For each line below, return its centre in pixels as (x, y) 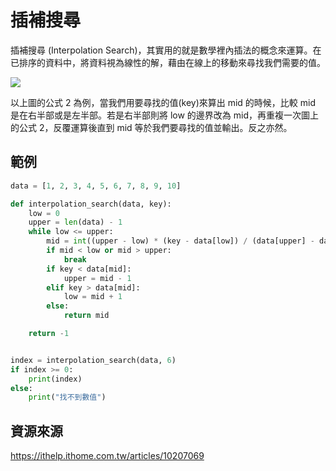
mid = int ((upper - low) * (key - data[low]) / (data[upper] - (180, 241)
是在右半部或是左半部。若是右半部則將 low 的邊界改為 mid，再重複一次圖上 (165, 115)
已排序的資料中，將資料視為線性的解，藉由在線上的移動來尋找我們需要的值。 (168, 62)
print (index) (55, 379)
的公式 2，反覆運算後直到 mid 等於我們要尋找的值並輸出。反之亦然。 (151, 127)
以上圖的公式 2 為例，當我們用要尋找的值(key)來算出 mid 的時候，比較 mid (163, 102)
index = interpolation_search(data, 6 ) (93, 360)
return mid (86, 316)
